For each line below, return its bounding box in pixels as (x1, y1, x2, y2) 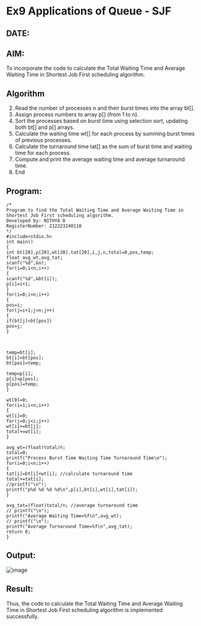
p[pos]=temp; (6, 381, 39, 387)
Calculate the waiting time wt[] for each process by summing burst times (14, 130, 195, 137)
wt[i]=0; (6, 413, 28, 419)
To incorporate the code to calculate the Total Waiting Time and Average (6, 64, 185, 72)
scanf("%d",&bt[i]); (6, 276, 58, 282)
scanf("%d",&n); (6, 260, 47, 266)
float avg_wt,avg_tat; (6, 255, 63, 261)
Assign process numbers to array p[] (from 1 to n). (14, 111, 139, 118)
